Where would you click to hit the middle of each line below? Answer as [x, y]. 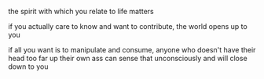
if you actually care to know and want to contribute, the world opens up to [128, 26]
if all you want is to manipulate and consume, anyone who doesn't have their [132, 50]
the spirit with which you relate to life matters [81, 11]
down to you [28, 66]
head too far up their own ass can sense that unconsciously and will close [128, 58]
